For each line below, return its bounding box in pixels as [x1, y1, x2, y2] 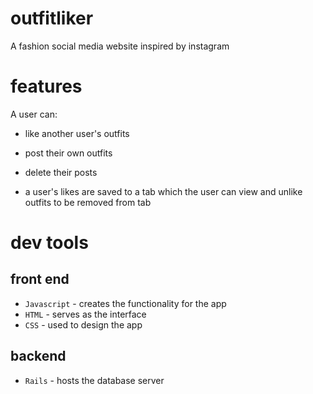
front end [10, 271, 70, 288]
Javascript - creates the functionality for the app [24, 297, 227, 309]
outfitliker [10, 7, 94, 30]
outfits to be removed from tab [24, 196, 152, 208]
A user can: [10, 108, 58, 120]
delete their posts [24, 166, 98, 178]
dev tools [10, 232, 89, 254]
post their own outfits [24, 147, 113, 159]
